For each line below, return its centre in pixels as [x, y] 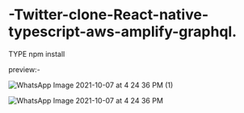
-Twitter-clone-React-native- [109, 15]
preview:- [24, 69]
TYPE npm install [37, 54]
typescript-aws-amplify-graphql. [122, 32]
